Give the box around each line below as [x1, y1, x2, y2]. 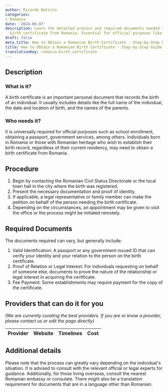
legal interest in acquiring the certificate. [12, 274, 96, 280]
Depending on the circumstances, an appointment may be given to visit [12, 205, 159, 211]
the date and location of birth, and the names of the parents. [5, 105, 129, 111]
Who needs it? [5, 117, 41, 124]
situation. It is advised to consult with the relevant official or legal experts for [5, 365, 162, 371]
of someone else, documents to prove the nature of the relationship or [12, 269, 157, 275]
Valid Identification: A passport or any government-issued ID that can [12, 248, 155, 254]
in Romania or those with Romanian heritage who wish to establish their [5, 139, 152, 145]
